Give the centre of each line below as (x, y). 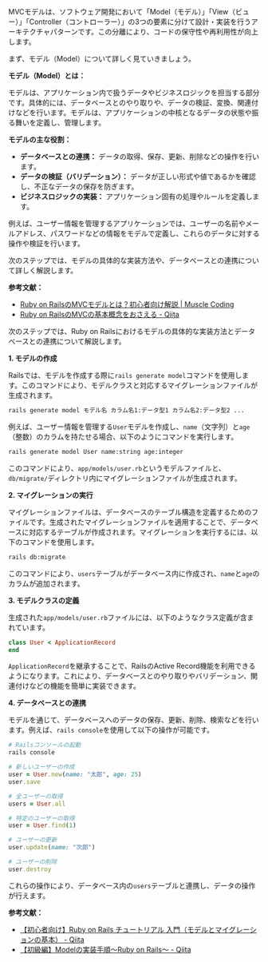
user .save (25, 781)
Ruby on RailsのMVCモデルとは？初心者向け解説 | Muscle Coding (127, 304)
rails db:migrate (37, 557)
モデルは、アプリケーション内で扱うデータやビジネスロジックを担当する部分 (134, 93)
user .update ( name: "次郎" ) (52, 848)
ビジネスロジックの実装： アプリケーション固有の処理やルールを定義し (136, 197)
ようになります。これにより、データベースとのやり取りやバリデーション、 (130, 676)
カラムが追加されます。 (47, 583)
